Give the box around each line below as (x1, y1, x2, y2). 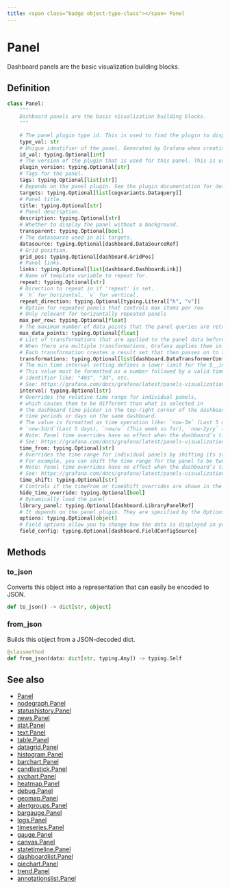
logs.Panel (16, 816, 47, 824)
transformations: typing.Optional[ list (19, 355, 133, 362)
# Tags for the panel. (19, 170, 84, 177)
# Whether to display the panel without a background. (19, 221, 179, 229)
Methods (7, 546, 47, 558)
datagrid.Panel (16, 743, 59, 752)
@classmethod (7, 648, 44, 656)
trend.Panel (16, 867, 50, 875)
